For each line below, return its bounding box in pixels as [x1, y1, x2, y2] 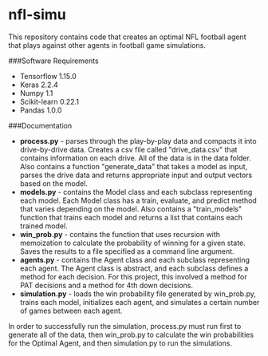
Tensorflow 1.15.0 [19, 71, 77, 81]
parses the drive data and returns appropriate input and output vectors [19, 170, 253, 180]
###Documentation [8, 121, 73, 130]
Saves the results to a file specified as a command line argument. [19, 246, 235, 256]
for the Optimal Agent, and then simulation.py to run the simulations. [8, 338, 233, 348]
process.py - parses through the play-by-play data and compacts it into [19, 136, 257, 145]
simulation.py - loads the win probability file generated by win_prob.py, [19, 289, 257, 299]
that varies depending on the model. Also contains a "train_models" [19, 204, 242, 213]
